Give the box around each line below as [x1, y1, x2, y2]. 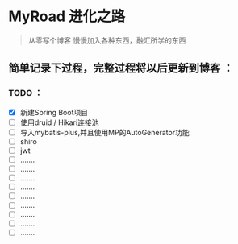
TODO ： [8, 88, 43, 99]
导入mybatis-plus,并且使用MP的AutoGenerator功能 [19, 127, 190, 137]
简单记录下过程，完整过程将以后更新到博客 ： [8, 61, 234, 75]
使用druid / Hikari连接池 [19, 118, 99, 127]
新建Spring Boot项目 [19, 107, 89, 117]
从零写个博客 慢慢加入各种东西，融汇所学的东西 [27, 35, 186, 45]
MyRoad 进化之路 [8, 7, 126, 26]
